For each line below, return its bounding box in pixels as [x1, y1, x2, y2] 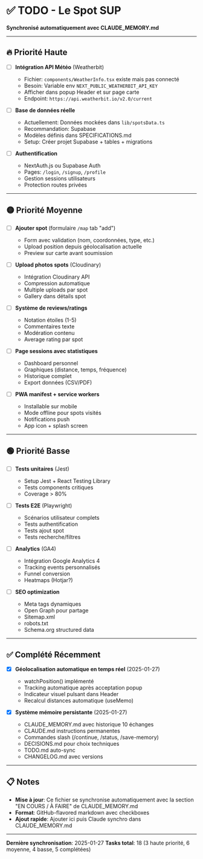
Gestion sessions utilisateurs [24, 174, 95, 182]
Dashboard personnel [24, 360, 79, 366]
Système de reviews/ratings [14, 304, 88, 311]
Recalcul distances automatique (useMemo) [24, 697, 134, 704]
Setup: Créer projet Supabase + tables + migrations [24, 138, 153, 145]
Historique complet [24, 373, 72, 379]
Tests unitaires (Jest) [14, 465, 69, 473]
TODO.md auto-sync [24, 746, 76, 754]
